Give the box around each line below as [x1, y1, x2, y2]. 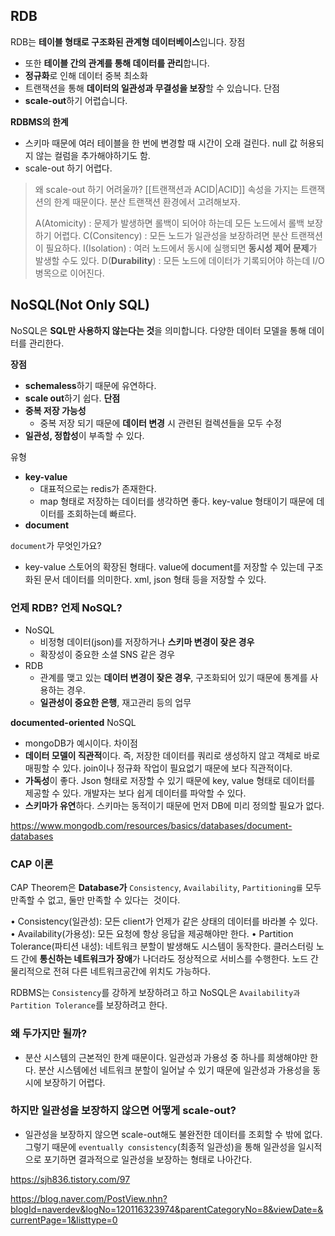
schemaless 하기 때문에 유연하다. [24, 379, 157, 391]
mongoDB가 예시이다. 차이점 [24, 737, 138, 749]
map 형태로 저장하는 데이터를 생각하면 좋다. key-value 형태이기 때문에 [39, 495, 315, 507]
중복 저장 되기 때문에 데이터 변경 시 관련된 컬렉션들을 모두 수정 [39, 417, 283, 429]
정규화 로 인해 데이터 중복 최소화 [24, 69, 148, 81]
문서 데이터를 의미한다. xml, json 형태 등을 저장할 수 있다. [43, 573, 267, 585]
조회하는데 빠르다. [66, 507, 137, 519]
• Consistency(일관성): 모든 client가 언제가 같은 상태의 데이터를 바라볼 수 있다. [10, 915, 318, 928]
